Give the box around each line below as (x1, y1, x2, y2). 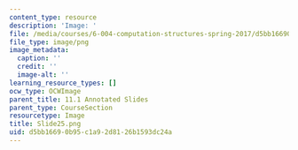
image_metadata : (9, 46, 69, 55)
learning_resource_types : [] (9, 79, 117, 87)
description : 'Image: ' (9, 21, 98, 30)
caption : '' (17, 54, 62, 63)
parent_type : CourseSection (9, 103, 114, 112)
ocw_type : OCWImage (9, 86, 82, 95)
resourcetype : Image (9, 111, 86, 120)
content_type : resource (9, 12, 98, 22)
